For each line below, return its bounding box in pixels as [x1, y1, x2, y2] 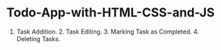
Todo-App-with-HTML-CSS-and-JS [6, 5, 215, 21]
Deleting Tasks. [16, 34, 61, 42]
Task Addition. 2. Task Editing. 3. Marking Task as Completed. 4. [16, 27, 200, 36]
